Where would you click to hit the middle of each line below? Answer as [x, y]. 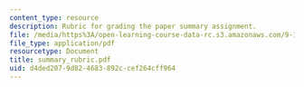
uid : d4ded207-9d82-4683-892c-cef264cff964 [93, 69]
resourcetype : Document [54, 52]
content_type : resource [54, 18]
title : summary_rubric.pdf [60, 60]
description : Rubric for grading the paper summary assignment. [133, 26]
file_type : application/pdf [62, 43]
